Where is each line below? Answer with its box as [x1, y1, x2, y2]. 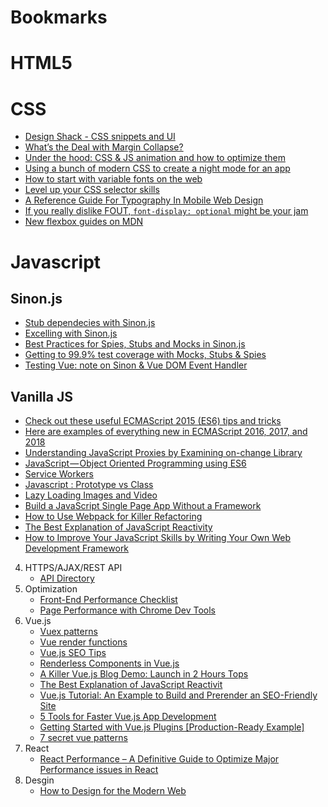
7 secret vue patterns [39, 732, 128, 744]
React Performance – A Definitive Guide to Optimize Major [39, 753, 280, 765]
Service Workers [24, 468, 94, 480]
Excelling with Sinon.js [24, 327, 118, 340]
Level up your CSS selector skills [24, 184, 160, 196]
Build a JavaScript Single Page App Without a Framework [24, 500, 262, 512]
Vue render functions [39, 636, 128, 648]
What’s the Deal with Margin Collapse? [24, 141, 184, 153]
